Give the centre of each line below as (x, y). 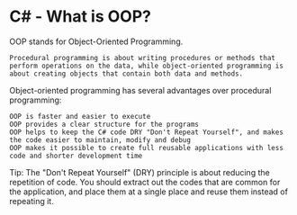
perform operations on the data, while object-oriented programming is (146, 66)
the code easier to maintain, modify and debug (100, 140)
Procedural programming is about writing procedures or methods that (143, 58)
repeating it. (31, 201)
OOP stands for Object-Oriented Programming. (96, 41)
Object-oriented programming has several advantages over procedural (140, 90)
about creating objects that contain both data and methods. (126, 74)
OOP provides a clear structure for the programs (104, 124)
